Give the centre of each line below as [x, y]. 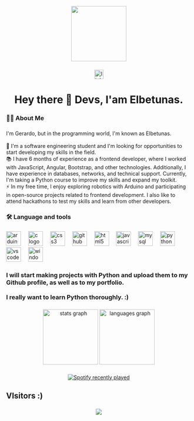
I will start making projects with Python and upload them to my [97, 275]
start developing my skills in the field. [51, 152]
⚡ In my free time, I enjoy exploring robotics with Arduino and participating [96, 186]
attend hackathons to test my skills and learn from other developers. [89, 201]
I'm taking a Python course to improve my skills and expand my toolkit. [92, 180]
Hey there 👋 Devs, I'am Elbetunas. [99, 100]
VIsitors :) [24, 395]
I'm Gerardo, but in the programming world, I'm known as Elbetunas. [89, 133]
